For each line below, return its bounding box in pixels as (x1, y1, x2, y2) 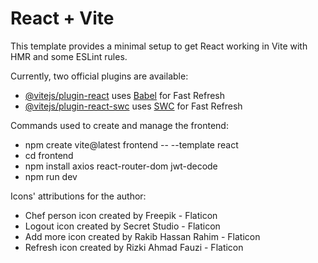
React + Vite (10, 7, 115, 30)
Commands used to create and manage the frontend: (10, 119, 229, 131)
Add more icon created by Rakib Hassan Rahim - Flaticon (24, 230, 261, 242)
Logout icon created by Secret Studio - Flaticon (24, 220, 221, 232)
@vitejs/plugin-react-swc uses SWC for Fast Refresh (24, 100, 243, 112)
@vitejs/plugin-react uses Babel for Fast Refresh (24, 89, 226, 101)
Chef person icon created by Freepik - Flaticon (24, 209, 218, 221)
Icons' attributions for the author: (10, 190, 147, 202)
